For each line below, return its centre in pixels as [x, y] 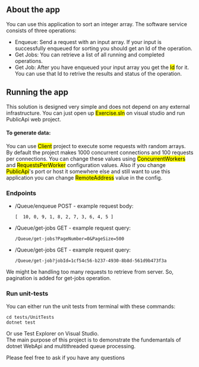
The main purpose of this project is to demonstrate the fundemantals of [94, 340]
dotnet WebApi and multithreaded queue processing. [71, 346]
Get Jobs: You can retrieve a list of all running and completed [90, 54]
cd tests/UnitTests [30, 318]
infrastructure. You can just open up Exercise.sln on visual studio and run [96, 113]
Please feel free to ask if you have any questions [66, 358]
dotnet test [21, 323]
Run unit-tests [27, 294]
